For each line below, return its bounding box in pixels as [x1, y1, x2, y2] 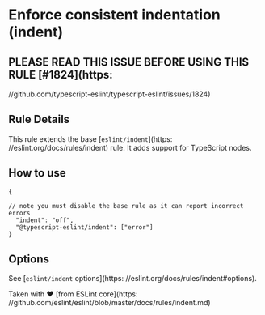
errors [8, 209, 31, 217]
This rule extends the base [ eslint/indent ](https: [8, 134, 173, 143]
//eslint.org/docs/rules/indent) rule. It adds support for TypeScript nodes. [8, 143, 252, 152]
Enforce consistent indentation [8, 6, 221, 24]
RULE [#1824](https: [8, 67, 113, 82]
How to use [8, 166, 66, 180]
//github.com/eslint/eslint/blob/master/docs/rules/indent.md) [8, 298, 212, 308]
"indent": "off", [15, 216, 74, 224]
